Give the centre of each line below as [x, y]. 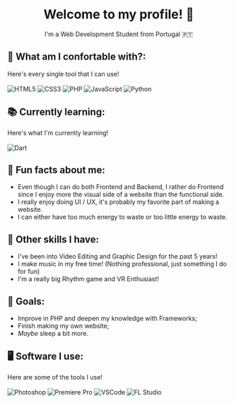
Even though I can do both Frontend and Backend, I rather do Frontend [121, 187]
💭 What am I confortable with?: [77, 57]
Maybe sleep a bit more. [53, 333]
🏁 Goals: [26, 301]
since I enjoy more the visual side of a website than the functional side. [121, 195]
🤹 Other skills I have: [53, 239]
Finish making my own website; [63, 326]
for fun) [29, 271]
